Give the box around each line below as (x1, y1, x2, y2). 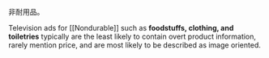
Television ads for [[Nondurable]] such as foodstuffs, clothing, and (8, 23, 234, 32)
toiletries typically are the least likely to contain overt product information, (8, 31, 257, 41)
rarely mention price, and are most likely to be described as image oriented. (8, 40, 261, 50)
